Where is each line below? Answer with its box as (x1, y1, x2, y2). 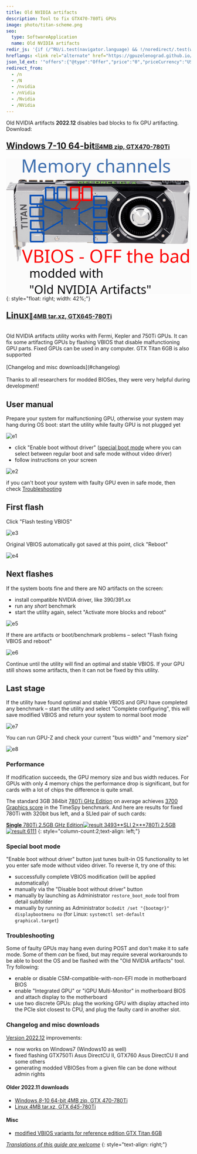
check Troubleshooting (6, 485, 62, 492)
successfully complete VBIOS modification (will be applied (14, 873, 156, 880)
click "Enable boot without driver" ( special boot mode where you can (14, 444, 182, 451)
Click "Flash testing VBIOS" (6, 518, 72, 525)
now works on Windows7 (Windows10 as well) (14, 1045, 127, 1052)
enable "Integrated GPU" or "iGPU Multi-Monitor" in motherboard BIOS (14, 987, 186, 994)
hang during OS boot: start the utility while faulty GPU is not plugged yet (6, 421, 181, 428)
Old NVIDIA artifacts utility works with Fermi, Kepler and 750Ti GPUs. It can (6, 332, 188, 340)
